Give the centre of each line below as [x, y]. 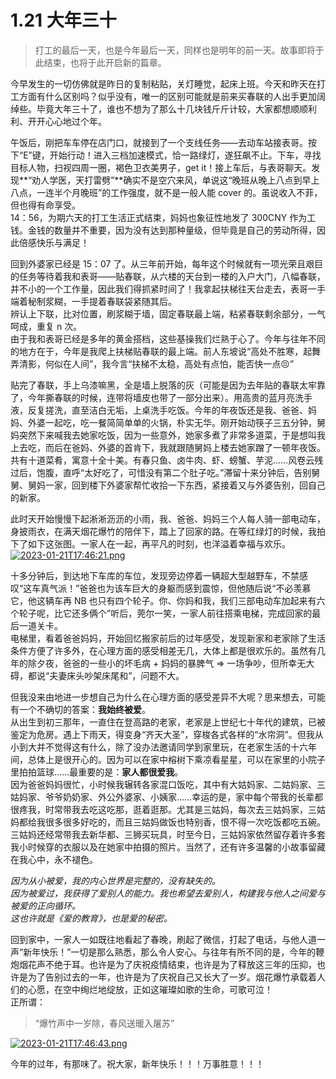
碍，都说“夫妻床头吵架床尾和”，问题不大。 [97, 675]
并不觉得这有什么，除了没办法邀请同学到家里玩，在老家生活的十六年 [176, 747]
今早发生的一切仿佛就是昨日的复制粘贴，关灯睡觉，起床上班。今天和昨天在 [163, 83]
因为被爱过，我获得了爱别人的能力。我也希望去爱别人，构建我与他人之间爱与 [168, 893]
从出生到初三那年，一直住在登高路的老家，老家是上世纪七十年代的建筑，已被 [168, 722]
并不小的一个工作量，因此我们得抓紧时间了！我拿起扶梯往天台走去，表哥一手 [168, 288]
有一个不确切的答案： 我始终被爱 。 [80, 709]
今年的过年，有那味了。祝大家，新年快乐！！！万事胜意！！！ [137, 1063]
